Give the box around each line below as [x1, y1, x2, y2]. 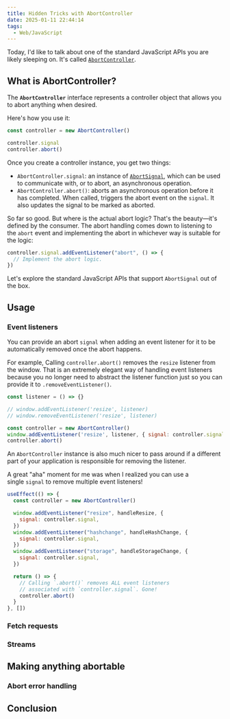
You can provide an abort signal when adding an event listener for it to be [7, 338, 216, 346]
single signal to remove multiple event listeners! [7, 478, 143, 486]
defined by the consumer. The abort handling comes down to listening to [7, 221, 212, 230]
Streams [7, 639, 36, 649]
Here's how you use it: [7, 114, 71, 122]
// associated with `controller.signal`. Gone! [19, 586, 157, 593]
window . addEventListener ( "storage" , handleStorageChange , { [13, 548, 188, 555]
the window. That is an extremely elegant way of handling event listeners [7, 366, 213, 374]
